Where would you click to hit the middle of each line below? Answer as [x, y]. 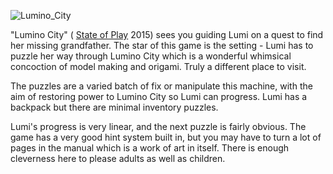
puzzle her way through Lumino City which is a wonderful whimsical [151, 56]
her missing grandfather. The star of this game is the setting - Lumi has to [162, 45]
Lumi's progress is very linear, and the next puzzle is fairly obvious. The [158, 126]
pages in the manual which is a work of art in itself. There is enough [150, 148]
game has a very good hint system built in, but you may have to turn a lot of [166, 137]
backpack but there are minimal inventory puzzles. [114, 107]
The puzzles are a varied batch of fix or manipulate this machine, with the [161, 86]
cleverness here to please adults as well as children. [118, 158]
